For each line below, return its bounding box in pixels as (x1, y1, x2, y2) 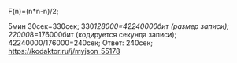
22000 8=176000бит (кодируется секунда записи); (8, 30, 177, 39)
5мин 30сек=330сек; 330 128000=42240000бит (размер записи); (8, 22, 230, 30)
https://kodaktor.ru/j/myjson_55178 (8, 47, 120, 55)
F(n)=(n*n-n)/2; (8, 7, 59, 16)
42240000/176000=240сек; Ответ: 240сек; (8, 38, 154, 47)
